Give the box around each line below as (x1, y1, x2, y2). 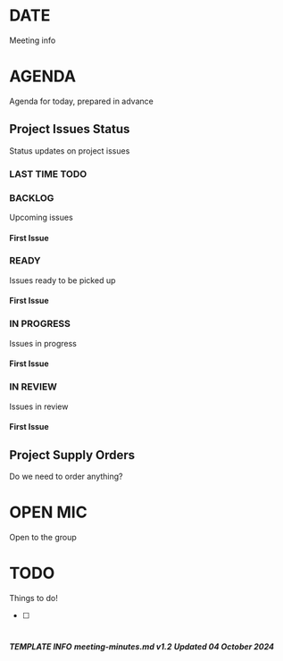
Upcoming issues (9, 212, 73, 222)
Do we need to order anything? (9, 471, 123, 481)
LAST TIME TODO (9, 167, 87, 180)
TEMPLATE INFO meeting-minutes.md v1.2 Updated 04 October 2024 (9, 641, 275, 652)
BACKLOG (9, 191, 54, 204)
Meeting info (9, 35, 56, 46)
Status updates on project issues (9, 145, 130, 156)
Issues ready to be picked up (9, 274, 116, 286)
